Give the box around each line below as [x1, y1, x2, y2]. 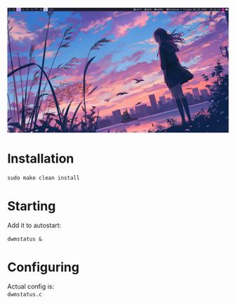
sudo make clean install [7, 175, 80, 182]
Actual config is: [7, 282, 55, 291]
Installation [7, 151, 74, 166]
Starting [7, 198, 56, 214]
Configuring [7, 259, 79, 275]
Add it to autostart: [7, 221, 62, 229]
